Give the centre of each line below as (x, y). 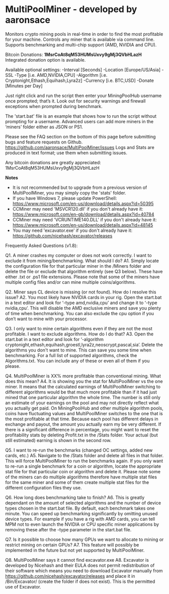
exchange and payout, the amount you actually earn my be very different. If (83, 424)
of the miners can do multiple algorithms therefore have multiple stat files (81, 477)
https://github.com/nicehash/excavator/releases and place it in (70, 576)
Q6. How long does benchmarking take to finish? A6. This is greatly (75, 497)
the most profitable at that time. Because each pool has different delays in (82, 419)
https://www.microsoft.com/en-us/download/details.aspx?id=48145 (83, 225)
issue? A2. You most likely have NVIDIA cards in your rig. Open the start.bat (83, 297)
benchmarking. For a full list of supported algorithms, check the (71, 355)
